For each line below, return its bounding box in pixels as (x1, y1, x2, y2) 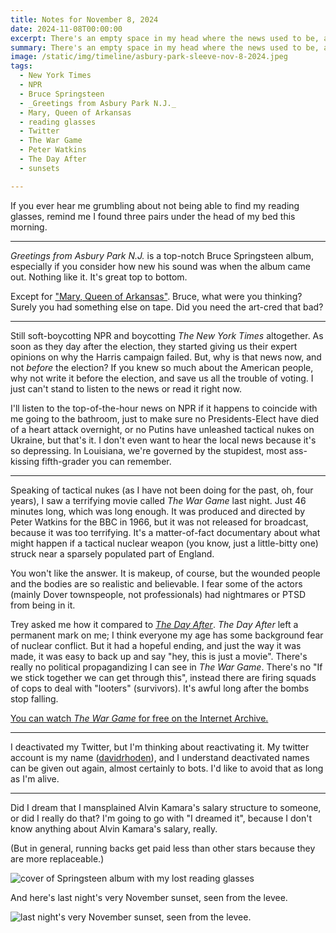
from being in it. (10, 599, 76, 611)
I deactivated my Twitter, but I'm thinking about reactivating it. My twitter (10, 741, 310, 753)
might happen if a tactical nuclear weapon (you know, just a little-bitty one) (10, 537, 319, 549)
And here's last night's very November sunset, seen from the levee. (10, 891, 288, 903)
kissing (10, 455, 40, 467)
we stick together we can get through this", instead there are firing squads (10, 671, 317, 683)
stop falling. (10, 692, 59, 705)
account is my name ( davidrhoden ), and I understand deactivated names (10, 751, 310, 763)
